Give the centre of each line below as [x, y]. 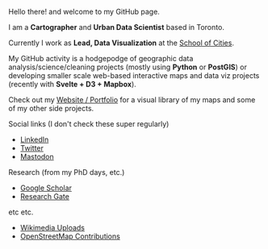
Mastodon [37, 157]
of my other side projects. [51, 108]
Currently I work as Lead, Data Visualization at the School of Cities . [121, 43]
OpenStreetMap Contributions [70, 236]
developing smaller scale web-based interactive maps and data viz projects [134, 75]
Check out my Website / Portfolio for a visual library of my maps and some [132, 100]
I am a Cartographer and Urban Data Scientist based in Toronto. [116, 27]
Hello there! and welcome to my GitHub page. [84, 12]
